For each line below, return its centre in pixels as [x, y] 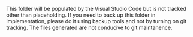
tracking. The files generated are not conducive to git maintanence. [89, 27]
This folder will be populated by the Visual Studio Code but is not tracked [96, 9]
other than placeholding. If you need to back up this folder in [81, 15]
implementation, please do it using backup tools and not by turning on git [96, 21]
